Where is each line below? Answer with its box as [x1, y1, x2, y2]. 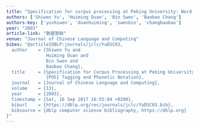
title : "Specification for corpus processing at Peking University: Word [6, 8, 192, 15]
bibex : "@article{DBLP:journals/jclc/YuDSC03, [6, 42, 123, 48]
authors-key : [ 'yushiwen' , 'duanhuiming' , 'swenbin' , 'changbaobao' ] [6, 19, 182, 25]
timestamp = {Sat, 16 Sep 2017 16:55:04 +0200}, [11, 96, 134, 102]
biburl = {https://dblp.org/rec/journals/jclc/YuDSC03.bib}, [11, 101, 174, 108]
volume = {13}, [11, 86, 57, 91]
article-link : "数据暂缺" [6, 31, 67, 37]
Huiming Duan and [46, 52, 89, 58]
